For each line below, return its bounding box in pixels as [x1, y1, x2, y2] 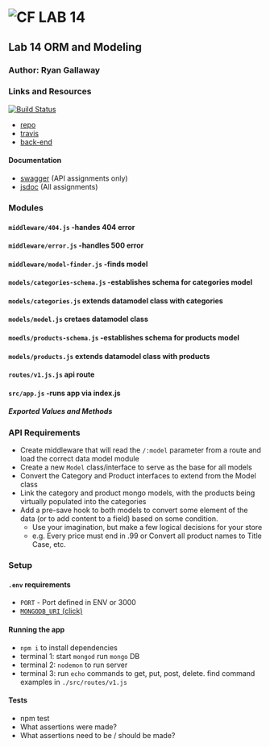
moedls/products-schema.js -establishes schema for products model [8, 333, 240, 343]
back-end [19, 137, 52, 147]
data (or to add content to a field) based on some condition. [19, 514, 219, 524]
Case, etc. [31, 540, 66, 549]
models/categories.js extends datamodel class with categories [8, 295, 223, 306]
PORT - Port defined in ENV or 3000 [19, 598, 137, 607]
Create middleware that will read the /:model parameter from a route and [19, 445, 262, 455]
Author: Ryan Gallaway [8, 65, 101, 76]
